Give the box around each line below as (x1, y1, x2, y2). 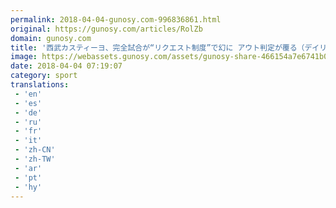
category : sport (10, 71, 78, 81)
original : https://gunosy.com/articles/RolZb (10, 24, 203, 34)
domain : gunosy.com (10, 33, 92, 43)
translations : (10, 80, 70, 90)
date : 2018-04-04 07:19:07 (10, 61, 123, 71)
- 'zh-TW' (14, 154, 56, 164)
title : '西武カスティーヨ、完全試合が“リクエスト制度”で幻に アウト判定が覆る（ (10, 42, 305, 53)
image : (10, 52, 38, 62)
